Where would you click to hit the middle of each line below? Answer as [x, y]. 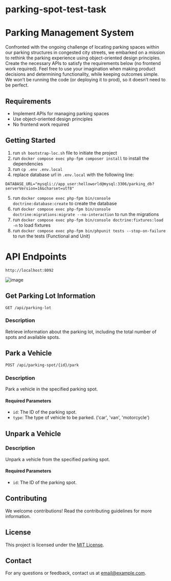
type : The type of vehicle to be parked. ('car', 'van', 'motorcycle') [81, 418]
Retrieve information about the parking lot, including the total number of [81, 332]
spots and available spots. [33, 337]
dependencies [28, 164]
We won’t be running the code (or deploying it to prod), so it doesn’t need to [85, 80]
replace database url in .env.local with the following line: [73, 175]
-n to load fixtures [32, 225]
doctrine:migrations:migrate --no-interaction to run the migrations [86, 214]
